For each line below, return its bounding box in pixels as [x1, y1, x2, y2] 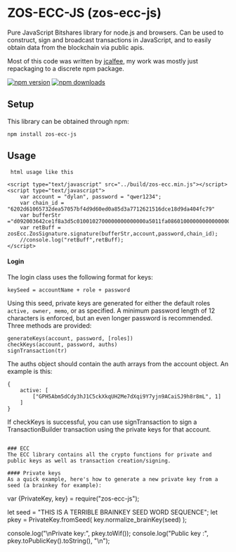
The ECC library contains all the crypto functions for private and [7, 451, 212, 458]
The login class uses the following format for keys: [7, 272, 153, 281]
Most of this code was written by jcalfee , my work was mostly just [7, 56, 199, 65]
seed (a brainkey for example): [7, 482, 102, 489]
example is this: [7, 367, 53, 375]
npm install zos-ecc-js [7, 130, 77, 138]
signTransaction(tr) [7, 347, 68, 354]
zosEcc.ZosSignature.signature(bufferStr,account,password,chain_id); [7, 230, 218, 237]
